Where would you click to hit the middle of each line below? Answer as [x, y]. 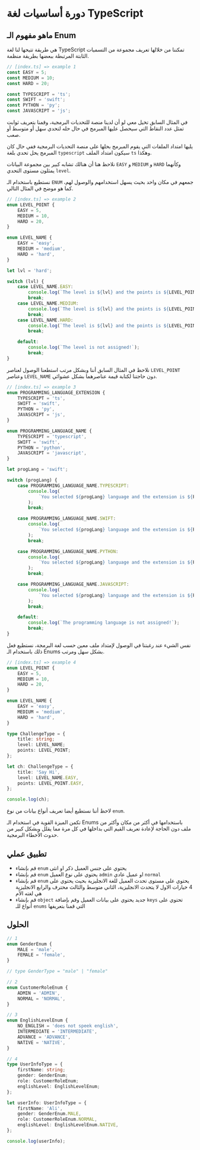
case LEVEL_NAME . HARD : [45, 320]
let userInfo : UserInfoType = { [47, 1103]
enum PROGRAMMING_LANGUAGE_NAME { [50, 431]
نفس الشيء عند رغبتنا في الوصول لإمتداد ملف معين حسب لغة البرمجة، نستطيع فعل [99, 645]
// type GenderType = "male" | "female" [58, 971]
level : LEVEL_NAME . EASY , [48, 777]
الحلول [18, 925]
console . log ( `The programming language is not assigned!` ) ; [104, 623]
